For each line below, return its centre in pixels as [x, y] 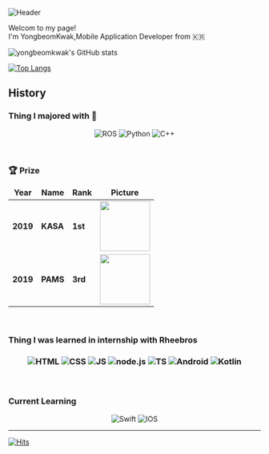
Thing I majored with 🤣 [53, 116]
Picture [125, 193]
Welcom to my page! [42, 28]
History [27, 93]
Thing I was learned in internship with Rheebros [103, 339]
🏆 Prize [24, 170]
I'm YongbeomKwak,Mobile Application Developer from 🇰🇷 [107, 36]
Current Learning [42, 401]
